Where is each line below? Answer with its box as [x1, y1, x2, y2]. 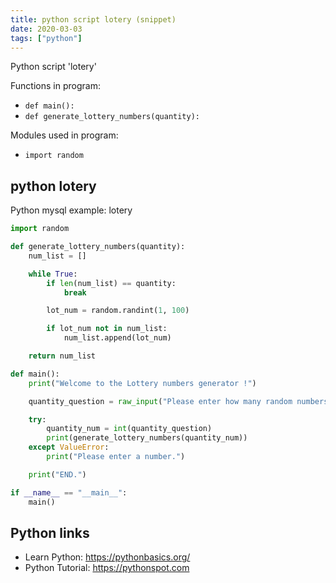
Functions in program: [10, 80, 101, 92]
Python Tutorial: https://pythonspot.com [24, 562, 190, 574]
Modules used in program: [10, 129, 119, 141]
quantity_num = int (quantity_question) [46, 424, 213, 434]
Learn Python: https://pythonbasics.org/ [24, 551, 191, 563]
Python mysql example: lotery [10, 204, 133, 216]
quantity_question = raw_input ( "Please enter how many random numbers [28, 396, 329, 406]
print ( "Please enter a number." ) [46, 452, 186, 462]
